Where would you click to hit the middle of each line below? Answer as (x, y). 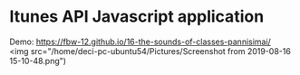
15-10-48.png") (38, 61)
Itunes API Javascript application (137, 17)
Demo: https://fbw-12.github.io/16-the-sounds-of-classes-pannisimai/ (140, 42)
